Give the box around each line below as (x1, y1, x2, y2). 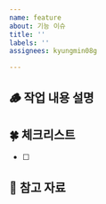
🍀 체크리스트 (9, 127, 76, 142)
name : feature (9, 13, 62, 22)
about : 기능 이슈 (9, 22, 67, 31)
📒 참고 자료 (9, 180, 67, 195)
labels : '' (9, 38, 50, 48)
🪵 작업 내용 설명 (9, 90, 94, 105)
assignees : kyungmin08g (9, 47, 98, 56)
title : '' (9, 30, 46, 39)
